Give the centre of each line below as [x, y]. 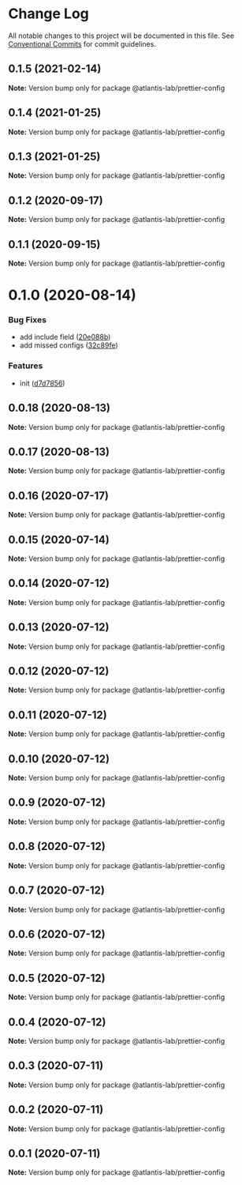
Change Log [48, 14]
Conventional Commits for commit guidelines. [82, 43]
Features [26, 366]
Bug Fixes [28, 320]
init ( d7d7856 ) [42, 383]
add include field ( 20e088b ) [65, 337]
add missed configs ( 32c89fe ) [69, 345]
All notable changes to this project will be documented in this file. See [121, 36]
